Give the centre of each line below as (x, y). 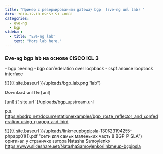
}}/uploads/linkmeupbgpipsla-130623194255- (86, 131)
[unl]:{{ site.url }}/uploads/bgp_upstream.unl (49, 102)
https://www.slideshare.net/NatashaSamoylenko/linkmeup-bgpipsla (73, 146)
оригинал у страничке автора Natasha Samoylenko (58, 141)
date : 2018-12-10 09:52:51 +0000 (39, 14)
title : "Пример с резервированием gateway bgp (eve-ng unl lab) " (75, 9)
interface (14, 74)
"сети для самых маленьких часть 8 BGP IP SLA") (90, 136)
